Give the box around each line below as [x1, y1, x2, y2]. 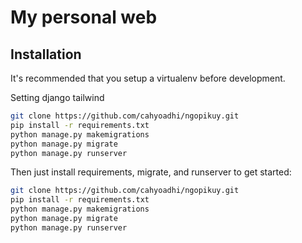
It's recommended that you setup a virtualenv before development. [10, 72, 286, 84]
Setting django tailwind [10, 92, 105, 103]
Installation [10, 46, 82, 63]
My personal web [10, 6, 158, 29]
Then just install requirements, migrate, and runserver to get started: [10, 166, 292, 178]
